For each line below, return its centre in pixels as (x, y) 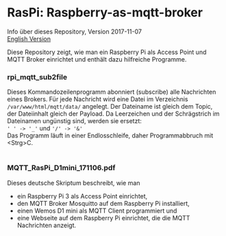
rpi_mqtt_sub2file (37, 77)
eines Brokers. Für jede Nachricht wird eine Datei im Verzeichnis (98, 99)
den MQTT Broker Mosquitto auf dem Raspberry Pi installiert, (103, 203)
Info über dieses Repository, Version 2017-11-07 (75, 31)
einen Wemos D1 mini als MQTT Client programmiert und (97, 211)
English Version (29, 38)
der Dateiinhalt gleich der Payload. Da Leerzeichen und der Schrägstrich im (114, 114)
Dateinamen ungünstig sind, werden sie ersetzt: (75, 121)
